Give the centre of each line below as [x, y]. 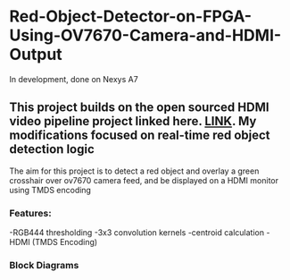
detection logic [52, 149]
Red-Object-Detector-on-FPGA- [131, 17]
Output [36, 55]
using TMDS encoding [50, 190]
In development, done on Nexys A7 [74, 79]
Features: [30, 213]
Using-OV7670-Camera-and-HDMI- [145, 35]
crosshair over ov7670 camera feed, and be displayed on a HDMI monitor [144, 180]
